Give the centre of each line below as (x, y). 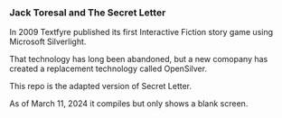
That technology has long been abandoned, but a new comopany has (139, 59)
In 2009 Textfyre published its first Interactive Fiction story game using (141, 32)
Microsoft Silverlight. (48, 41)
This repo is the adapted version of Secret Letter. (101, 86)
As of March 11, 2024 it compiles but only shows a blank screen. (129, 104)
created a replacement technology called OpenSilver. (108, 68)
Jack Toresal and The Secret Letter (88, 13)
